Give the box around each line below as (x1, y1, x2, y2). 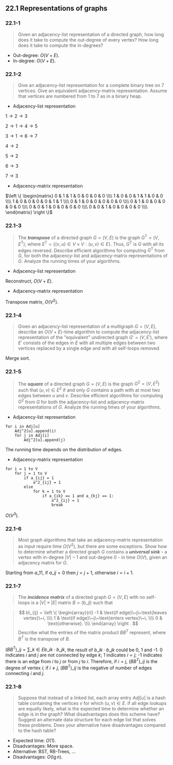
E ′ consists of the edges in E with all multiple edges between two (18, 340, 155, 346)
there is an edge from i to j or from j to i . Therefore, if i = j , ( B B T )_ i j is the (5, 657, 158, 664)
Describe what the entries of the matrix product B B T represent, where (18, 629, 166, 636)
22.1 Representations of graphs (5, 4, 108, 13)
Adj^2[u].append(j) (24, 437, 66, 443)
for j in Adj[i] (14, 433, 50, 438)
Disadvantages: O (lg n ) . (12, 754, 63, 760)
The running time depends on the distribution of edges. (5, 447, 123, 453)
